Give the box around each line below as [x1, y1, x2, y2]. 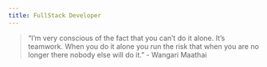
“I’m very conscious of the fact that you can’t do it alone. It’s [27, 33, 226, 43]
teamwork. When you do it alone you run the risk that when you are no [27, 41, 259, 51]
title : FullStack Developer [8, 11, 102, 20]
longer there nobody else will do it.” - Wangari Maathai [27, 50, 207, 59]
